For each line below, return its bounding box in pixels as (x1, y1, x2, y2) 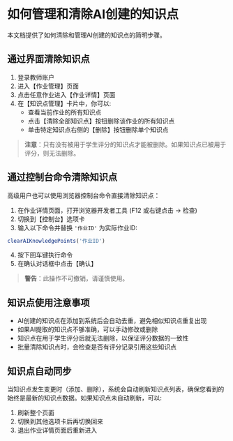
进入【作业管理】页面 (17, 82, 79, 90)
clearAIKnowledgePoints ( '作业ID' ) (7, 237, 106, 244)
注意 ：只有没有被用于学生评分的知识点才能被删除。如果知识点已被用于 (24, 140, 227, 149)
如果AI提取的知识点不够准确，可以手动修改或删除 (17, 325, 158, 334)
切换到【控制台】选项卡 (17, 214, 85, 223)
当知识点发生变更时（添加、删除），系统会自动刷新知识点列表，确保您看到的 (7, 385, 225, 394)
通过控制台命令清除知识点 (7, 172, 117, 184)
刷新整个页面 (17, 409, 54, 417)
